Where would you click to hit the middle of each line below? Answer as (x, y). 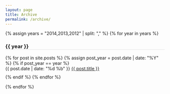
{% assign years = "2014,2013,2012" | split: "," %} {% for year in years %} (82, 34)
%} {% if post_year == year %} (37, 63)
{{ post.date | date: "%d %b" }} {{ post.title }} (52, 68)
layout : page (19, 10)
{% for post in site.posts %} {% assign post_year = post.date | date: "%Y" (82, 58)
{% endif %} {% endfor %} (33, 77)
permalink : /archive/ (28, 19)
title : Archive (21, 15)
